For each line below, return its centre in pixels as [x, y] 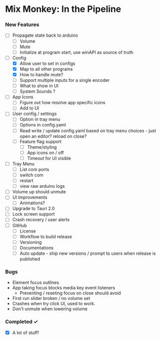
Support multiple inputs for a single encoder [65, 80]
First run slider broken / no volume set [51, 298]
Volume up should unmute [39, 192]
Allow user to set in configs [48, 63]
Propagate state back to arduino [45, 35]
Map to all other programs [46, 69]
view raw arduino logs [42, 186]
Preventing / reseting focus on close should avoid [70, 293]
